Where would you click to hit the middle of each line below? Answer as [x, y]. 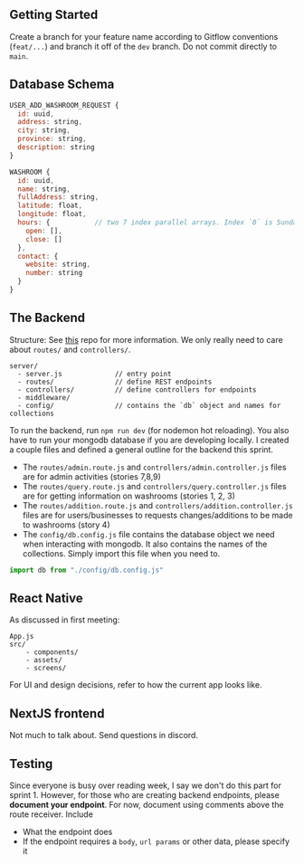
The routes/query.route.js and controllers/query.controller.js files [154, 486]
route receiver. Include [51, 814]
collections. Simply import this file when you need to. [121, 553]
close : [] [44, 239]
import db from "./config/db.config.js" [87, 570]
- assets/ [44, 660]
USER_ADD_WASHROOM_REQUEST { [64, 105]
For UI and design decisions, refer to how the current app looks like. [136, 685]
